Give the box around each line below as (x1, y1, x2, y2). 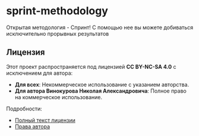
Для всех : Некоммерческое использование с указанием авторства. (14, 81, 189, 88)
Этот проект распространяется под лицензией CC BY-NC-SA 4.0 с (6, 63, 176, 70)
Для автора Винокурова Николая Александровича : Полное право (14, 87, 187, 94)
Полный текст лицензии (14, 116, 75, 124)
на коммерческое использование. (14, 93, 103, 100)
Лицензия (6, 48, 45, 58)
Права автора (14, 123, 50, 130)
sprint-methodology (6, 4, 109, 18)
